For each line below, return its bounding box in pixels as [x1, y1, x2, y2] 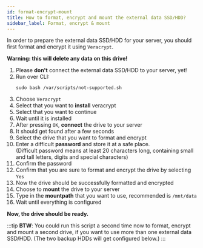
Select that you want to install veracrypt [15, 102, 116, 109]
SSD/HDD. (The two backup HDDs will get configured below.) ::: [7, 235, 166, 243]
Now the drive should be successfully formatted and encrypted [15, 179, 175, 187]
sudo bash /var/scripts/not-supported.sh [15, 85, 122, 91]
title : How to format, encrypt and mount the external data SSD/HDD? [7, 15, 187, 21]
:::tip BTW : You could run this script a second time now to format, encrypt [7, 222, 191, 229]
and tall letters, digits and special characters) [15, 153, 128, 161]
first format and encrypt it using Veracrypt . [7, 43, 114, 50]
